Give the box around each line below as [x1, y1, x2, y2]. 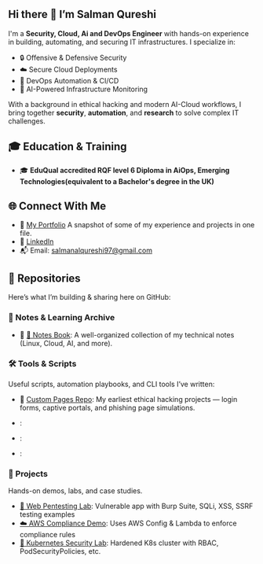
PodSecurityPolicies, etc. [19, 547, 101, 556]
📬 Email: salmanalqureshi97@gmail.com [19, 245, 153, 256]
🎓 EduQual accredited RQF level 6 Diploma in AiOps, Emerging [19, 165, 230, 175]
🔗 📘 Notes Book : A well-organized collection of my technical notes [19, 330, 235, 339]
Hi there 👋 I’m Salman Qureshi [8, 8, 157, 21]
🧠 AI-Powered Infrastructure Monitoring [19, 84, 148, 94]
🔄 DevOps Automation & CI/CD [19, 76, 119, 85]
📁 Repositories [8, 271, 81, 285]
